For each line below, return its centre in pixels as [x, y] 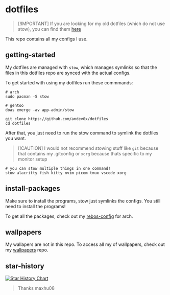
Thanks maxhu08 [36, 288]
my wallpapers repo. [27, 250]
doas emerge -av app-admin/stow [40, 110]
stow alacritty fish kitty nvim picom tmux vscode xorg [66, 173]
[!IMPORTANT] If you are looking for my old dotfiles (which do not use [91, 24]
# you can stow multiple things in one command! [58, 168]
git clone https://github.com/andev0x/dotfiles [57, 119]
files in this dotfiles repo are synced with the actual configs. [68, 73]
